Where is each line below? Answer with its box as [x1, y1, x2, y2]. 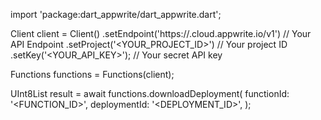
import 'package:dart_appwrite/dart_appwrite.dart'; [10, 9, 222, 20]
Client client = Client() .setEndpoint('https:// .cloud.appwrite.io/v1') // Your [10, 28, 312, 39]
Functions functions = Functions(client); [10, 69, 175, 80]
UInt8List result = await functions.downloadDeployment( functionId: [10, 88, 290, 99]
